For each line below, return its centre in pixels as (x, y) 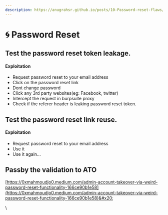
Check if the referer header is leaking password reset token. (74, 104)
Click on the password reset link (45, 83)
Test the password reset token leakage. (68, 53)
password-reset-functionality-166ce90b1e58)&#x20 (59, 198)
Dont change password (36, 88)
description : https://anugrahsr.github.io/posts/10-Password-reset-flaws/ (85, 10)
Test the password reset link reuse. (61, 120)
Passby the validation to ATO (51, 170)
